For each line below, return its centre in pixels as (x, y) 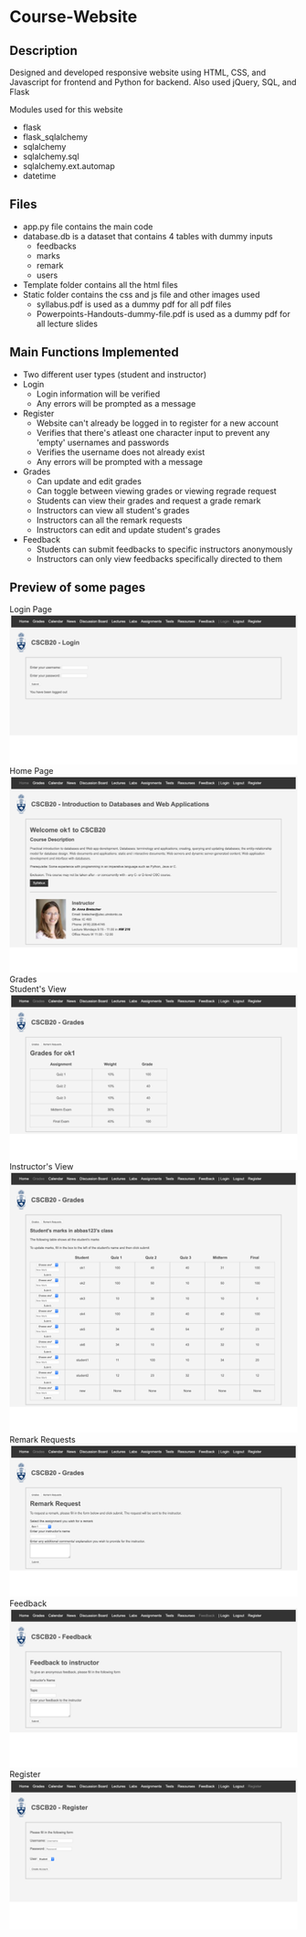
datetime (39, 176)
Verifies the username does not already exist (121, 452)
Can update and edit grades (89, 481)
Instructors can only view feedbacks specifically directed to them (159, 558)
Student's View (38, 990)
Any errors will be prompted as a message (116, 403)
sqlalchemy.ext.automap (69, 166)
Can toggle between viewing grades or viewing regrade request (156, 491)
